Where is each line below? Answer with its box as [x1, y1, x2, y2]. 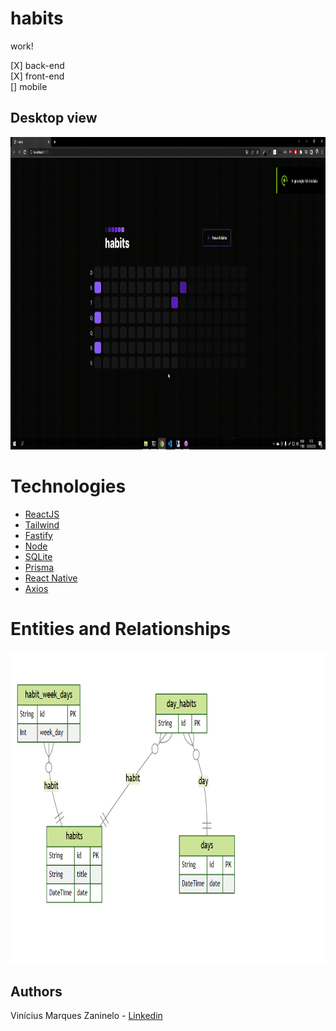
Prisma [24, 561, 55, 573]
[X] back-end [10, 59, 65, 71]
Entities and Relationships [10, 617, 232, 640]
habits [10, 7, 64, 30]
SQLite [24, 550, 53, 562]
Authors [10, 983, 63, 1001]
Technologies [10, 475, 127, 497]
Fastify [24, 529, 53, 541]
